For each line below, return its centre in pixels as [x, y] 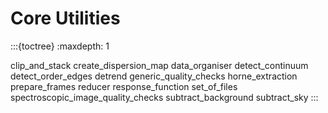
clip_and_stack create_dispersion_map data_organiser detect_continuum [159, 65]
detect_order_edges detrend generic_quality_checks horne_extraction [154, 76]
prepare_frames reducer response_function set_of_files [124, 86]
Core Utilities [65, 18]
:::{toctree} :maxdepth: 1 [60, 46]
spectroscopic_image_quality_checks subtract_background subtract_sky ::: [164, 97]
